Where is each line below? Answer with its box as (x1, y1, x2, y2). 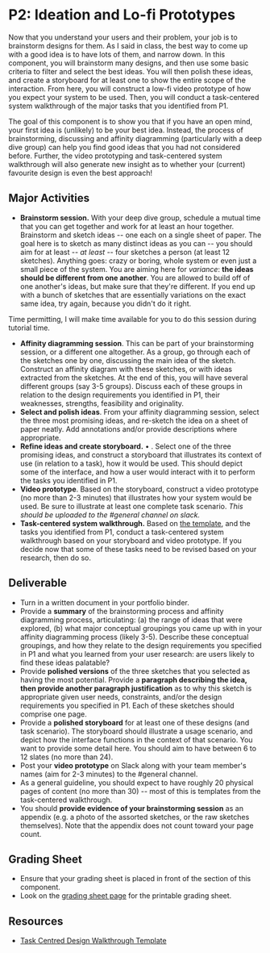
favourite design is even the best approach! (8, 168, 153, 178)
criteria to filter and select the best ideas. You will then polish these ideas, (8, 66, 254, 76)
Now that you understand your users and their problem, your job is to (8, 32, 238, 42)
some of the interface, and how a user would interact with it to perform (19, 466, 255, 477)
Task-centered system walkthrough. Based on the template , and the (19, 518, 251, 528)
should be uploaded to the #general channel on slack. (19, 510, 201, 520)
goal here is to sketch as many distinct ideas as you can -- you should (19, 238, 253, 248)
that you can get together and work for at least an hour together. (19, 221, 235, 231)
